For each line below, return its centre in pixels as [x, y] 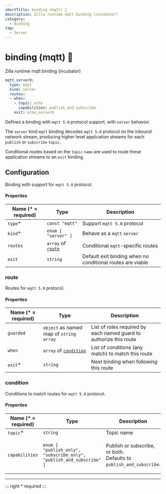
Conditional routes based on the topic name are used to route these [73, 151]
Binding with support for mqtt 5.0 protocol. [49, 185]
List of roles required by [119, 327]
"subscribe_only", [64, 455]
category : [15, 19]
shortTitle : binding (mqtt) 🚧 [36, 10]
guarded [17, 333]
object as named [63, 328]
